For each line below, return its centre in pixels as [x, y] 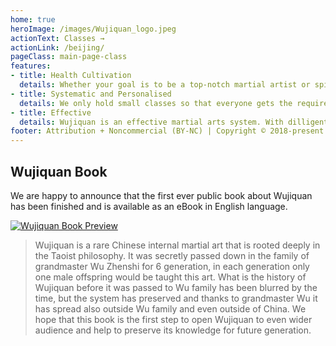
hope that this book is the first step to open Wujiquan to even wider [173, 319]
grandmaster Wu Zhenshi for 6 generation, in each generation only [172, 266]
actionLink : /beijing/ [57, 47]
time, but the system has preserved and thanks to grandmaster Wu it [176, 298]
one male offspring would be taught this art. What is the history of [170, 277]
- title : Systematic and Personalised [91, 94]
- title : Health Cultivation [71, 76]
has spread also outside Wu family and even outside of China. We [170, 308]
